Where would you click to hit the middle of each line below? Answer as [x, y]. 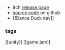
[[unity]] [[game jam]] [28, 42]
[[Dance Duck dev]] [33, 18]
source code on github [36, 13]
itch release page [31, 7]
